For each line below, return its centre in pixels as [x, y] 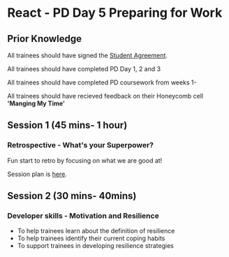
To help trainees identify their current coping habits [91, 238]
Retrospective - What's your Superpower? [81, 145]
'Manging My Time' [36, 103]
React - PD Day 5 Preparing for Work [115, 13]
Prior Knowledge [45, 39]
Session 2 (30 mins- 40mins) [72, 196]
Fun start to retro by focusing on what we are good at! [85, 160]
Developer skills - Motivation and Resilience [83, 216]
